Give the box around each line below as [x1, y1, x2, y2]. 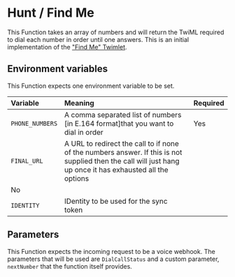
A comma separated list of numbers [64, 110, 182, 119]
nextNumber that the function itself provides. [7, 262, 133, 270]
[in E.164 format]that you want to [64, 119, 174, 128]
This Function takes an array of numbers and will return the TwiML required [7, 28, 225, 36]
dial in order [64, 127, 104, 137]
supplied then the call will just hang [64, 156, 180, 165]
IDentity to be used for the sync [64, 196, 168, 206]
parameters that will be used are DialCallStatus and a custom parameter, [7, 255, 220, 263]
